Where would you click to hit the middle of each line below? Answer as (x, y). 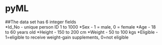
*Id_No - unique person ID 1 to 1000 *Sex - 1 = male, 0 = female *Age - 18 (81, 27)
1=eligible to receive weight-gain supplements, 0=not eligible (67, 37)
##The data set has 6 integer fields (41, 22)
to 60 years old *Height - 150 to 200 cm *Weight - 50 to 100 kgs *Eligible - (82, 32)
